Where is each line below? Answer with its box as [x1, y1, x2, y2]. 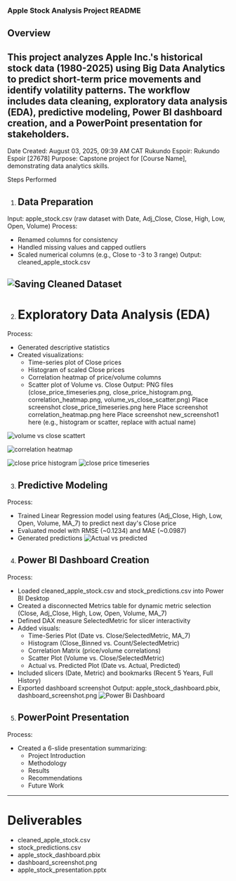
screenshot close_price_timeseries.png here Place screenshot [27, 403, 209, 411]
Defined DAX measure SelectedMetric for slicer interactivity [17, 616, 191, 624]
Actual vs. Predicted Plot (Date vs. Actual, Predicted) [27, 661, 181, 669]
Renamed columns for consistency [17, 235, 118, 244]
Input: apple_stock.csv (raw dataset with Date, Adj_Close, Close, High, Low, [7, 214, 226, 223]
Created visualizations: [17, 351, 84, 359]
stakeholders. [7, 128, 70, 140]
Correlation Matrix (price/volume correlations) [27, 646, 162, 655]
